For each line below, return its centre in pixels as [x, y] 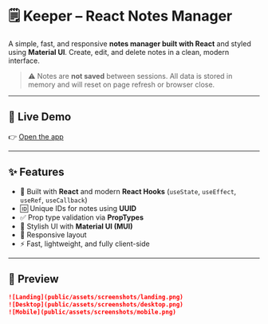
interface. [24, 61]
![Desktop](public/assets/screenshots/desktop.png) [96, 305]
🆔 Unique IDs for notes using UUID [78, 208]
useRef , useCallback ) [53, 200]
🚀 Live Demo [40, 117]
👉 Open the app [36, 136]
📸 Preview [33, 279]
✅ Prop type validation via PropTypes [82, 217]
